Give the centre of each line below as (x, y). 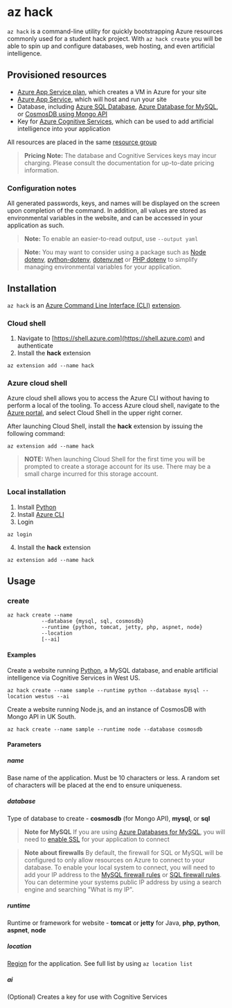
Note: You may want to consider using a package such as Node (115, 252)
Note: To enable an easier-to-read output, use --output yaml (111, 239)
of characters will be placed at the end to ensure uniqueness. (95, 785)
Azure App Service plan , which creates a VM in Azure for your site (111, 91)
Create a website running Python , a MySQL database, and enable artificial (113, 670)
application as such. (36, 225)
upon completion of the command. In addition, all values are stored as (107, 211)
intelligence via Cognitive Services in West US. (74, 678)
